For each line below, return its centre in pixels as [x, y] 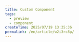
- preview [19, 18]
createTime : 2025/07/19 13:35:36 [39, 28]
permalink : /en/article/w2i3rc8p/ [40, 32]
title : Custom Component [30, 9]
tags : [10, 14]
